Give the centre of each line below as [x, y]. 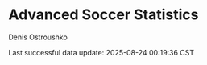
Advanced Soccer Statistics [103, 15]
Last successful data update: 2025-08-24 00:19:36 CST [101, 52]
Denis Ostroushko [38, 37]
